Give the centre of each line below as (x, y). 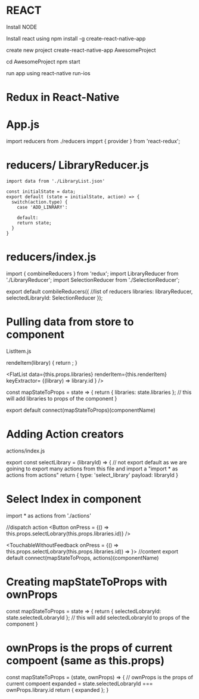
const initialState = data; (41, 192)
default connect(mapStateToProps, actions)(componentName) (83, 558)
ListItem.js (19, 351)
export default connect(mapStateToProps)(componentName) (81, 410)
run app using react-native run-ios (48, 73)
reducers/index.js (51, 257)
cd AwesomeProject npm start (43, 61)
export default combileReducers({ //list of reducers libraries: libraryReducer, (99, 291)
